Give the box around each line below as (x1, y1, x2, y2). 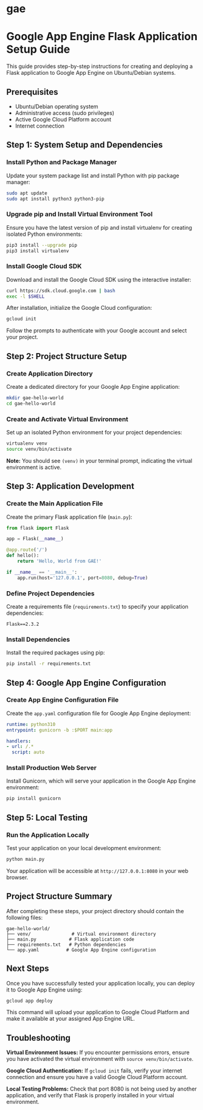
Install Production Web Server (6, 764, 97, 772)
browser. (6, 874, 29, 881)
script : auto (12, 749, 45, 755)
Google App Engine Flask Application (6, 30, 198, 44)
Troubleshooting (6, 1032, 71, 1043)
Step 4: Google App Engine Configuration (6, 677, 167, 688)
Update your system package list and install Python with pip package (6, 172, 179, 179)
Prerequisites (6, 87, 58, 97)
